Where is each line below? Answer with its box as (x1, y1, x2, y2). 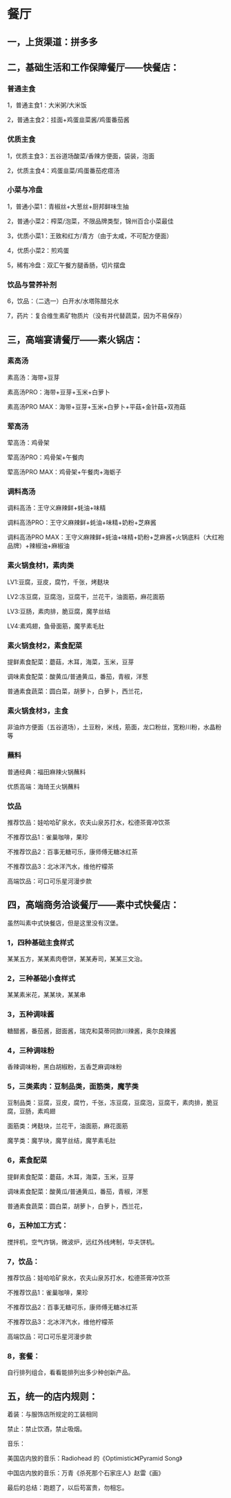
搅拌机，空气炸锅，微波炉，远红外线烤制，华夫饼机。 (7, 1238, 159, 1246)
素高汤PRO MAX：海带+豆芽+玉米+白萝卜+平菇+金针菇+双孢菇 (7, 402, 186, 411)
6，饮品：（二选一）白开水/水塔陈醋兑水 (7, 297, 119, 305)
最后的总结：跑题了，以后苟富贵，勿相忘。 (7, 1483, 128, 1492)
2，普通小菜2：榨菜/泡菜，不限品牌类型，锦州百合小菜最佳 (7, 217, 174, 225)
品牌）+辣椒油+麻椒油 (7, 541, 70, 550)
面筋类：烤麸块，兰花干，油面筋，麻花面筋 (7, 1122, 128, 1130)
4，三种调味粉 (7, 1046, 55, 1055)
